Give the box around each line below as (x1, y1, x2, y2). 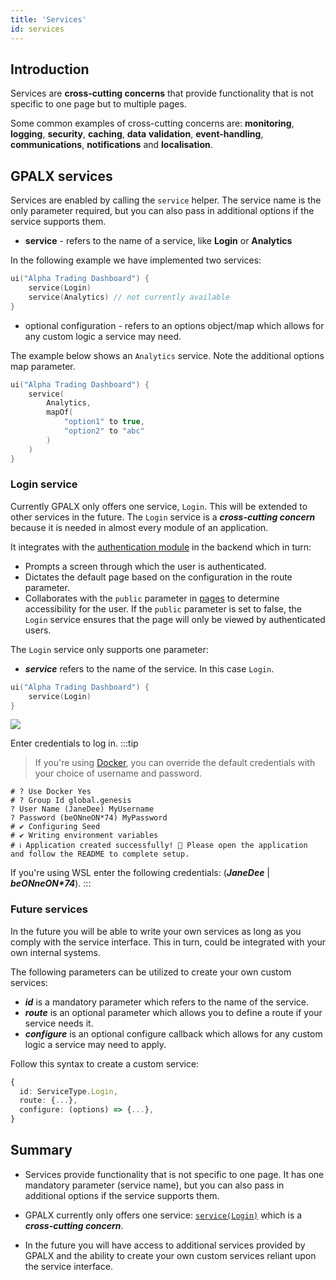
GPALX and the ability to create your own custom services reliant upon (24, 1249, 317, 1261)
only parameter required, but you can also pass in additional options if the (10, 205, 315, 217)
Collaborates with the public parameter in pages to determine (24, 592, 280, 604)
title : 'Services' (10, 14, 87, 25)
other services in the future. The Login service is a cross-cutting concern (10, 511, 316, 523)
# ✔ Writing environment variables (10, 831, 159, 841)
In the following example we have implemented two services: (10, 254, 262, 266)
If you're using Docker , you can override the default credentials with (34, 757, 316, 769)
